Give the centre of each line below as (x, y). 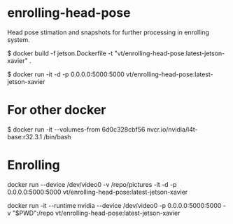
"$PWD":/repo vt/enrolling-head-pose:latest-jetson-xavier (96, 213)
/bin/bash (57, 136)
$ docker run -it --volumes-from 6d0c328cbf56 (76, 129)
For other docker (57, 110)
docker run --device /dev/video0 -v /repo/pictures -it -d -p (92, 184)
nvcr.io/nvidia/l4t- (172, 129)
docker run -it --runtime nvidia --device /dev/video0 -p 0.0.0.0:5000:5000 (114, 205)
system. (19, 39)
